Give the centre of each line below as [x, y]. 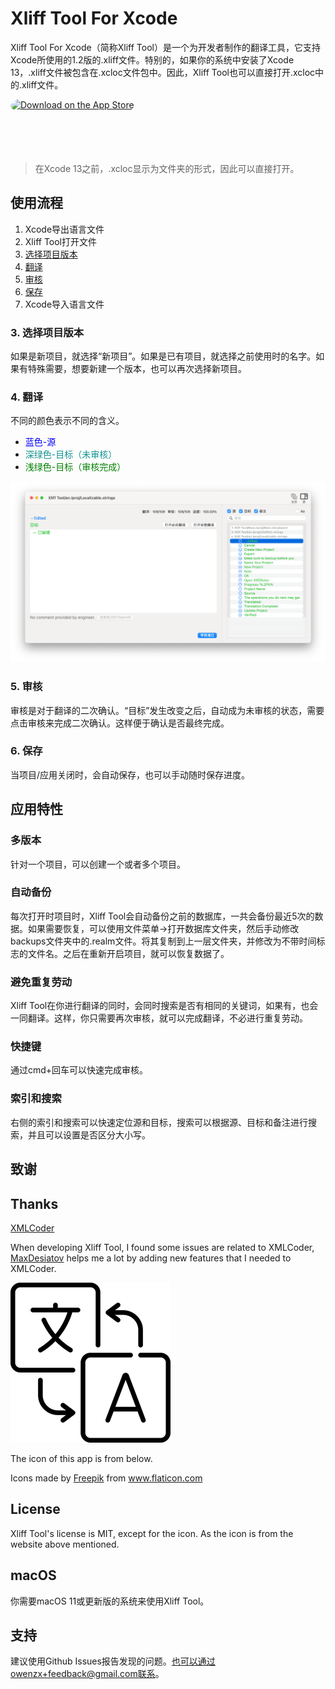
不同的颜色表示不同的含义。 [67, 421]
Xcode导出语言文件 [64, 229]
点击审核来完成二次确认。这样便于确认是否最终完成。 [120, 723]
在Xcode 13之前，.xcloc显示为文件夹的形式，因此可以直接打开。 [167, 168]
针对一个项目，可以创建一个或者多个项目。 [98, 864]
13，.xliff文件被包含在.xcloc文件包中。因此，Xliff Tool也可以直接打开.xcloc [163, 72]
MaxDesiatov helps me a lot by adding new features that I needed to [151, 1258]
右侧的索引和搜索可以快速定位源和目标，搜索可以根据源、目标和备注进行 [159, 1122]
